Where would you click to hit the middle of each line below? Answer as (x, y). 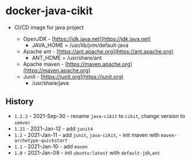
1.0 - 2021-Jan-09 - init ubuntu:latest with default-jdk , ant (87, 153)
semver (22, 123)
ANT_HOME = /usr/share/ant (67, 58)
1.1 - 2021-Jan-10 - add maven (51, 146)
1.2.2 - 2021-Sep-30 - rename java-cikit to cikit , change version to (99, 116)
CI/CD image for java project (49, 27)
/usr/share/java (50, 83)
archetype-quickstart (41, 141)
